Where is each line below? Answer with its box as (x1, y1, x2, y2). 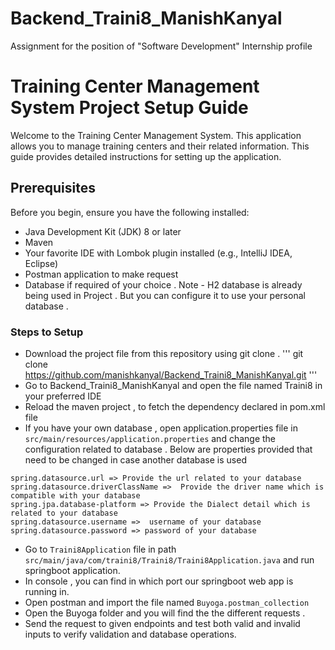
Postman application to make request (24, 268, 179, 280)
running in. (24, 585, 70, 597)
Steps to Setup (10, 325, 84, 339)
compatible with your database (10, 490, 141, 501)
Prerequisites (10, 180, 96, 197)
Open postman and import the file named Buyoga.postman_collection (24, 596, 310, 608)
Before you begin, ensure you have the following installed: (10, 206, 250, 218)
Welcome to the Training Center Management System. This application (10, 129, 302, 141)
